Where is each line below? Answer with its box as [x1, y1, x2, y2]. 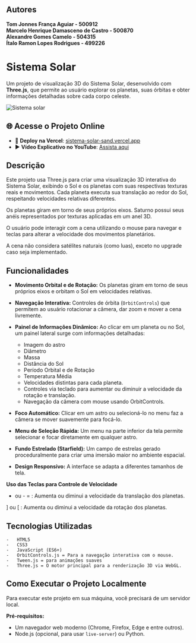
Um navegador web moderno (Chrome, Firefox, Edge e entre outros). [14, 623, 184, 631]
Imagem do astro [23, 341, 65, 349]
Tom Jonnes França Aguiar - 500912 [6, 20, 98, 27]
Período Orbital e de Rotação [23, 366, 95, 373]
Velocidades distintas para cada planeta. [23, 379, 124, 387]
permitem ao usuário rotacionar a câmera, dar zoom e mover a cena [14, 306, 182, 313]
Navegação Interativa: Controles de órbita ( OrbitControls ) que [14, 299, 170, 306]
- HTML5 [6, 537, 31, 543]
